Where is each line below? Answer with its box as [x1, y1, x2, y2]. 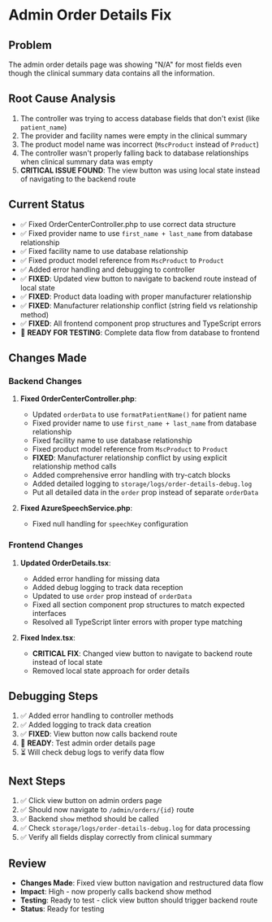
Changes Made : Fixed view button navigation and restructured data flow [19, 878, 264, 888]
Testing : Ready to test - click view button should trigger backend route [19, 895, 258, 905]
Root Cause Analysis [8, 92, 116, 106]
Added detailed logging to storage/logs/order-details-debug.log [32, 478, 253, 489]
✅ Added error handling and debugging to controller [19, 264, 196, 274]
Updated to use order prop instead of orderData [32, 591, 192, 601]
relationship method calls [32, 461, 117, 471]
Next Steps [8, 774, 66, 788]
